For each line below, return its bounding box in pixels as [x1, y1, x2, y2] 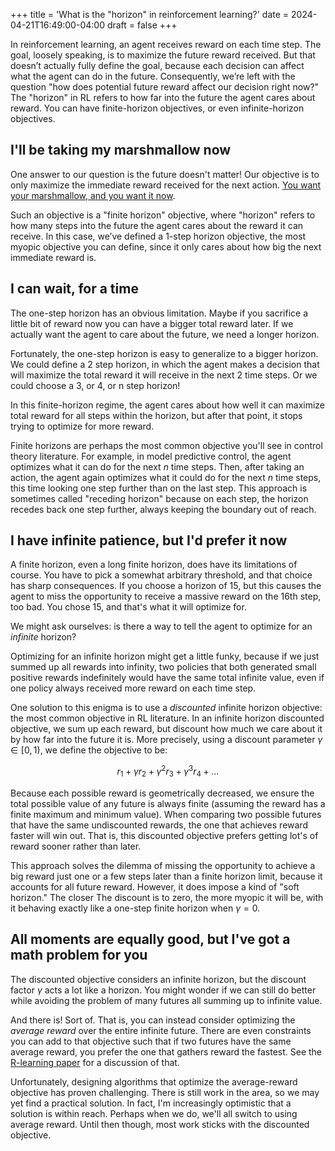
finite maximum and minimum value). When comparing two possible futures [10, 808, 322, 820]
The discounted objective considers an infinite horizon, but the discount [10, 973, 307, 985]
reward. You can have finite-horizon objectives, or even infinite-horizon [10, 102, 305, 114]
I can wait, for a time [10, 280, 139, 298]
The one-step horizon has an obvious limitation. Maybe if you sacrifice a [10, 307, 309, 319]
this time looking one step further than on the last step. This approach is [10, 482, 308, 494]
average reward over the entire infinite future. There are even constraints [10, 1024, 312, 1036]
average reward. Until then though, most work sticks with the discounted [10, 1118, 310, 1130]
